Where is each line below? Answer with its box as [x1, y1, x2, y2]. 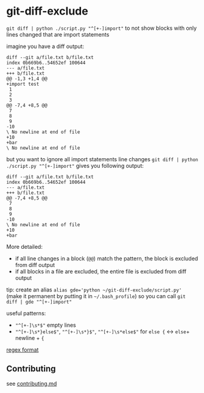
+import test [6, 81, 40, 87]
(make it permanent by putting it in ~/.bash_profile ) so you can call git [6, 292, 186, 299]
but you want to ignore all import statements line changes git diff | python [6, 155, 199, 162]
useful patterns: [6, 309, 46, 317]
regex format [6, 346, 39, 353]
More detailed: [6, 243, 43, 250]
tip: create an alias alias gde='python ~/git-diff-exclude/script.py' [6, 286, 182, 293]
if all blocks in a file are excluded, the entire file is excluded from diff [15, 268, 187, 275]
